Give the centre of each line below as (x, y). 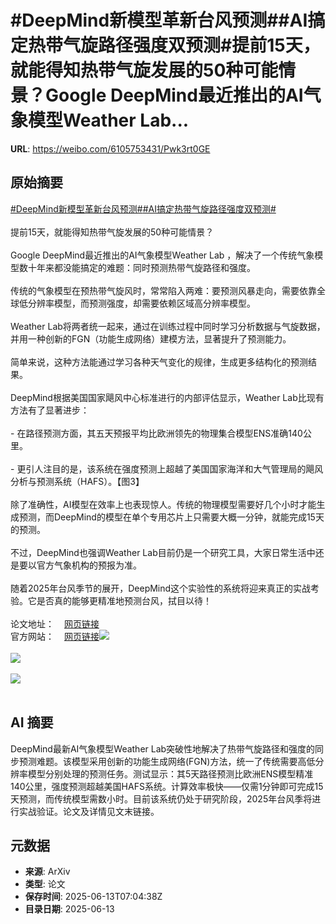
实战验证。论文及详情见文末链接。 (89, 811)
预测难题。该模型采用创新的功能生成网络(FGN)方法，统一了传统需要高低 (167, 761)
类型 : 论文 (45, 884)
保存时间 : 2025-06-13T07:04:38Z (93, 897)
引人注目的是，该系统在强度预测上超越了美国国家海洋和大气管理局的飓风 (174, 468)
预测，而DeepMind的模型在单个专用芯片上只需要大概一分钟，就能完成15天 (171, 517)
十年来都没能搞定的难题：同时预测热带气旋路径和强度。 (141, 267)
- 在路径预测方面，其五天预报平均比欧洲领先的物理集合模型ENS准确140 (156, 433)
